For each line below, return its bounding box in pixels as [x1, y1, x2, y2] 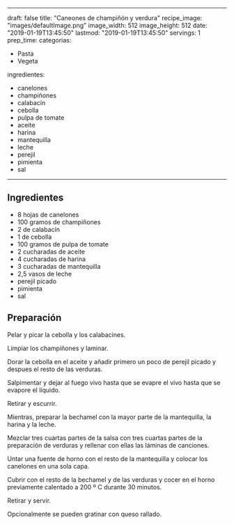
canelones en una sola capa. [7, 462, 90, 470]
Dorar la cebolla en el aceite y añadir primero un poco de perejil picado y [7, 357, 216, 366]
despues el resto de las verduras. [7, 365, 103, 373]
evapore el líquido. [7, 386, 61, 394]
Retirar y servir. [7, 496, 51, 505]
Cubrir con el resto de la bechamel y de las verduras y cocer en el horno [7, 475, 215, 484]
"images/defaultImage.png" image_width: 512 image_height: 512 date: [7, 22, 208, 29]
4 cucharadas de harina [17, 255, 86, 263]
